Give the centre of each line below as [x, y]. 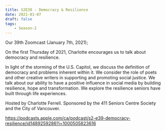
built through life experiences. [36, 94]
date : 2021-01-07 [23, 14]
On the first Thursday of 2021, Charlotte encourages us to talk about [75, 52]
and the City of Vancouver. [33, 109]
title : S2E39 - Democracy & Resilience [47, 10]
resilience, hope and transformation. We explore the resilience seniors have [83, 88]
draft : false [19, 19]
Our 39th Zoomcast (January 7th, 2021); [47, 42]
